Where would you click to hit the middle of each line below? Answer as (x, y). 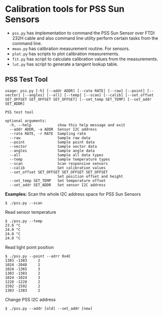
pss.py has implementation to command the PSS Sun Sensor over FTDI (83, 33)
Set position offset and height (90, 176)
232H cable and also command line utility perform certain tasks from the (85, 38)
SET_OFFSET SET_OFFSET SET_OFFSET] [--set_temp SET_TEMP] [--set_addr (78, 99)
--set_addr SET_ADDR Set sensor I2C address (58, 185)
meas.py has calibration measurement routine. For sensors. (71, 48)
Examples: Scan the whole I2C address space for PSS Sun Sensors (73, 194)
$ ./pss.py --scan (24, 203)
